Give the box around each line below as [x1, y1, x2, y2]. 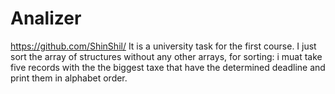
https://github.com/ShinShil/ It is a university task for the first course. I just [10, 40, 317, 52]
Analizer [10, 7, 82, 30]
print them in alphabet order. [10, 72, 128, 84]
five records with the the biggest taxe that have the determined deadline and [10, 61, 326, 73]
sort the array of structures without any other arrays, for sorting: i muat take [10, 50, 323, 62]
